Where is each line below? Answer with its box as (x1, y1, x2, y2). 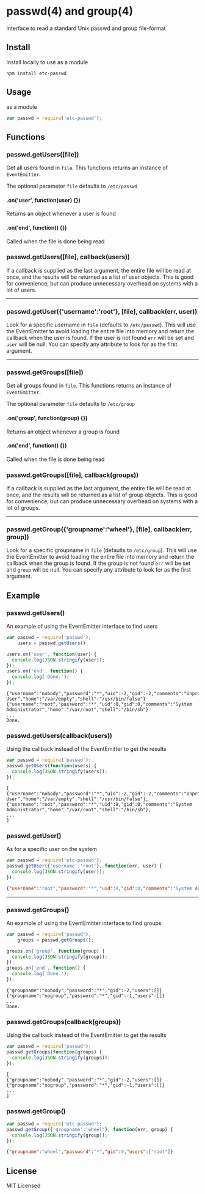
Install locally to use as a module (6, 58, 88, 65)
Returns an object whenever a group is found (6, 428, 120, 435)
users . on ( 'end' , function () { (6, 668, 84, 674)
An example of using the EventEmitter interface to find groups (6, 919, 162, 927)
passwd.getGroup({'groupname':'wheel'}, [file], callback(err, (6, 525, 192, 534)
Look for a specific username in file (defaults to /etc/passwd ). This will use (6, 321, 196, 328)
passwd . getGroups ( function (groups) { (6, 1049, 103, 1055)
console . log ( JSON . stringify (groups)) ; (12, 1055, 111, 1061)
